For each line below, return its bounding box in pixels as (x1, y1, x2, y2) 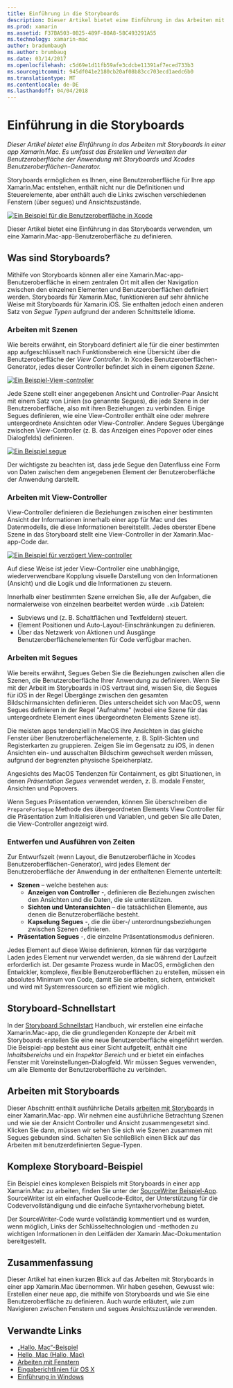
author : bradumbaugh (7, 42, 67, 49)
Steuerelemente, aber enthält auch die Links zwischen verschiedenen (7, 191, 207, 199)
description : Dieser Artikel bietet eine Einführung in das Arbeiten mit (7, 17, 225, 24)
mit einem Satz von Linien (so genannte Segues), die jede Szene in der (7, 397, 209, 406)
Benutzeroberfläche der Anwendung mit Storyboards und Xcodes (7, 155, 196, 164)
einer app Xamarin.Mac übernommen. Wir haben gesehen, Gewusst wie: (7, 1283, 215, 1291)
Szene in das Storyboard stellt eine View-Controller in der (7, 530, 172, 539)
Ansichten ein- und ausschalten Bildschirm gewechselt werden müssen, (7, 748, 214, 756)
